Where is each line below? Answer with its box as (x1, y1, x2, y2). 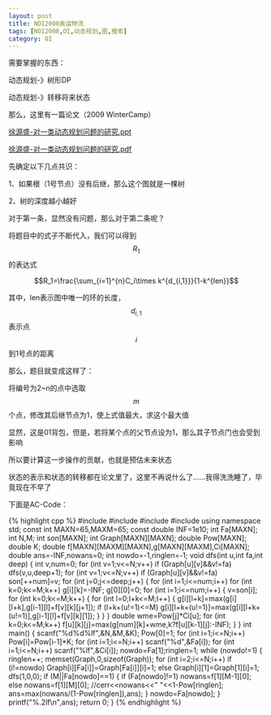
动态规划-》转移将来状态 (8, 93, 91, 102)
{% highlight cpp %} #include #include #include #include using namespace (8, 516, 261, 525)
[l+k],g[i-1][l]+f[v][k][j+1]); (8, 602, 96, 612)
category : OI (8, 34, 53, 43)
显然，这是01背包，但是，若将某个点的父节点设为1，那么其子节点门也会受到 (8, 427, 261, 437)
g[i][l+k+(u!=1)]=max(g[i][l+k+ (160, 602, 261, 612)
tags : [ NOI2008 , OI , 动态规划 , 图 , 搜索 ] (8, 27, 127, 35)
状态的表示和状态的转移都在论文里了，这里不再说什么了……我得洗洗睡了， (8, 472, 256, 482)
